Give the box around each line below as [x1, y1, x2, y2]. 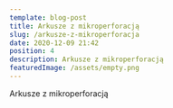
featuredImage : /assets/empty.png [9, 64, 140, 73]
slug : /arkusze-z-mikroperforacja [9, 30, 140, 39]
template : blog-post [9, 13, 88, 22]
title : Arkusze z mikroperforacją [9, 22, 140, 31]
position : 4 [9, 47, 54, 56]
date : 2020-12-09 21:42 [9, 38, 100, 48]
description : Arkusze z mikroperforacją [9, 55, 165, 64]
